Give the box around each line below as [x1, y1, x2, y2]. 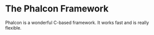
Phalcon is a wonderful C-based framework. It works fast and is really [5, 19, 149, 25]
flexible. [5, 24, 21, 30]
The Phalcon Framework [5, 3, 109, 14]
